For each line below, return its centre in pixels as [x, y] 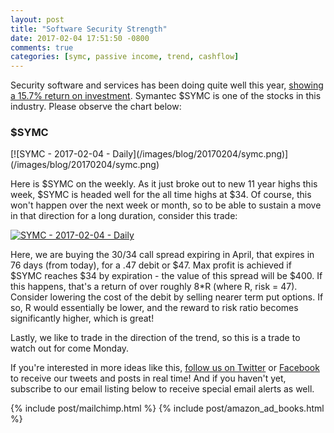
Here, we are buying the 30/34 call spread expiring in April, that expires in [162, 255]
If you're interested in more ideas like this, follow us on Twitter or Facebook [165, 368]
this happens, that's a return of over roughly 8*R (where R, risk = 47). [154, 287]
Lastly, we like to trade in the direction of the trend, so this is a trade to [155, 338]
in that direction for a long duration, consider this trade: [124, 216]
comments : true [42, 47]
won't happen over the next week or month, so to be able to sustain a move [166, 205]
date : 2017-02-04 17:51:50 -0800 [80, 38]
